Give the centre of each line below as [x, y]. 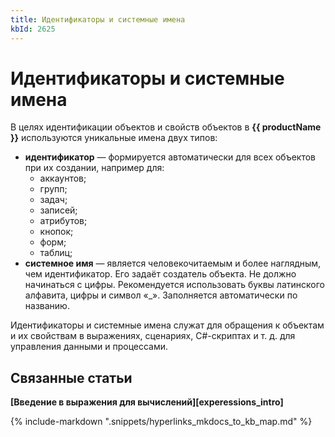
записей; [58, 210]
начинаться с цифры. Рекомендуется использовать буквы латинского [174, 285]
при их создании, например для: [94, 168]
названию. [47, 306]
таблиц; [56, 253]
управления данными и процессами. [89, 347]
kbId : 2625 [33, 29]
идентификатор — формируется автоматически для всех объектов [170, 157]
